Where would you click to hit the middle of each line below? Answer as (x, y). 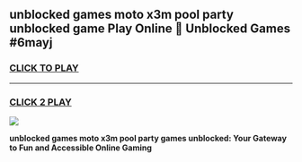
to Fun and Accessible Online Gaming (81, 148)
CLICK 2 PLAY (40, 102)
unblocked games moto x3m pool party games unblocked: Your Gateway (148, 138)
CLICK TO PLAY (44, 68)
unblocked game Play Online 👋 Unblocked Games (150, 29)
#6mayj (31, 43)
